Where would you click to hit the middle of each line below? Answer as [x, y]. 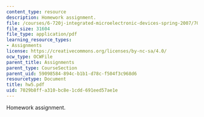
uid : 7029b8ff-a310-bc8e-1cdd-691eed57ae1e [62, 90]
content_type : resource [36, 12]
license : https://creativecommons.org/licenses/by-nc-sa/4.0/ [87, 51]
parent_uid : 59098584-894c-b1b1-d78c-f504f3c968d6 [72, 74]
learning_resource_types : [39, 40]
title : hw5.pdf [25, 85]
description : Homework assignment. [51, 17]
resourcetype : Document [36, 79]
